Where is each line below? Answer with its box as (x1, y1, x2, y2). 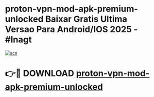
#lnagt (5, 34, 32, 45)
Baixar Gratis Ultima (45, 14, 128, 25)
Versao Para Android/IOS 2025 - (5, 24, 138, 35)
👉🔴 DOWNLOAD (5, 68, 74, 79)
